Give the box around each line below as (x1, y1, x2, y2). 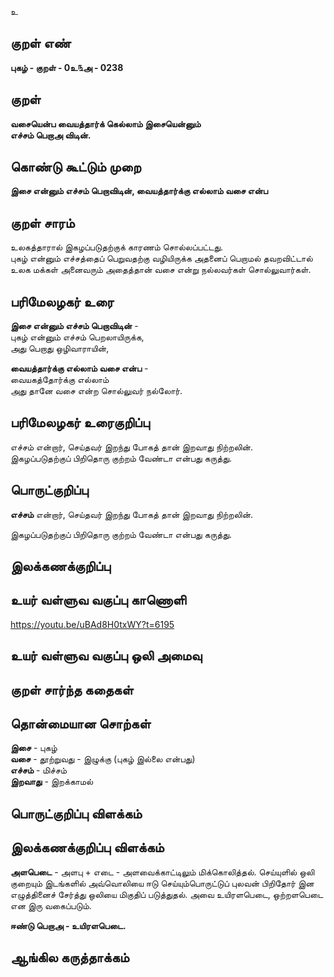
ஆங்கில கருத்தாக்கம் (10, 949, 130, 966)
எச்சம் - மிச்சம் (10, 764, 67, 776)
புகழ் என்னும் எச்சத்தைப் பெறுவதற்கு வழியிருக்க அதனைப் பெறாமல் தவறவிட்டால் (10, 252, 313, 265)
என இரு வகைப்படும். (10, 899, 92, 911)
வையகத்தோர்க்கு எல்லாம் (10, 374, 110, 386)
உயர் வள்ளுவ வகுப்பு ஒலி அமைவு (10, 647, 203, 665)
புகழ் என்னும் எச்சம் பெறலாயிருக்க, (10, 331, 145, 343)
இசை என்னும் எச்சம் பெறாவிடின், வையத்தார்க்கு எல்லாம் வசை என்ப (10, 185, 268, 197)
